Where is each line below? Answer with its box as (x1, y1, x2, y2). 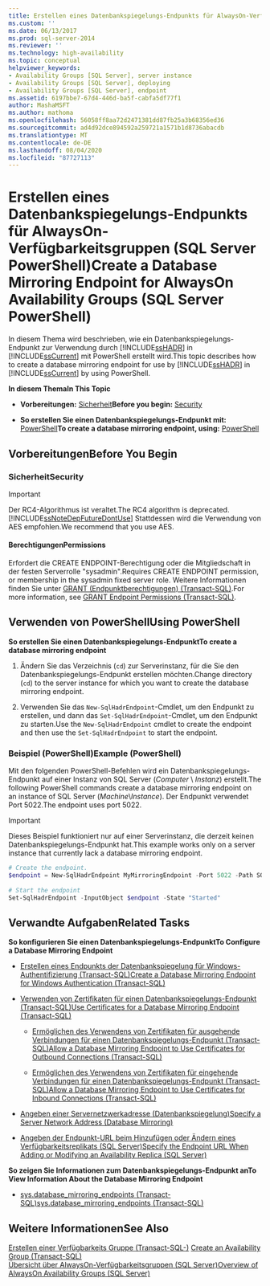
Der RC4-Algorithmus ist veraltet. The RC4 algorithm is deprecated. (8, 504, 230, 514)
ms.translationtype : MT (8, 131, 88, 139)
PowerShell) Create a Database (8, 256, 218, 275)
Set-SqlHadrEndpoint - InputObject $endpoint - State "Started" (8, 893, 221, 902)
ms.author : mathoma (8, 109, 74, 117)
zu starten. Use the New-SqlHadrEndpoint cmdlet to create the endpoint (19, 719, 252, 729)
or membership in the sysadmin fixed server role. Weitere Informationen (8, 575, 247, 585)
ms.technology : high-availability (8, 49, 125, 57)
